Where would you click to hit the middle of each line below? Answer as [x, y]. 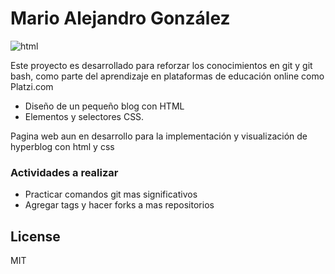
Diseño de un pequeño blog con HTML [104, 106]
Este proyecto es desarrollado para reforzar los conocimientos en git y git [161, 65]
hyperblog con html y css [62, 146]
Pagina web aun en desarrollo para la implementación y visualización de [159, 136]
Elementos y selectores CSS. [84, 116]
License [35, 236]
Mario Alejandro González [120, 18]
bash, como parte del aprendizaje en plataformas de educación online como [167, 76]
